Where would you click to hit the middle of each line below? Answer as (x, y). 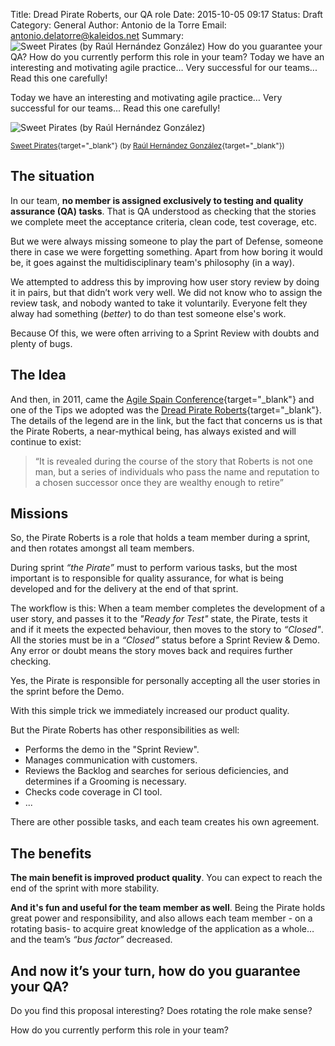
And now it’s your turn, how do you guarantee (155, 970)
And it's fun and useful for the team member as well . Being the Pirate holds (168, 908)
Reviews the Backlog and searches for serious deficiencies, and (156, 771)
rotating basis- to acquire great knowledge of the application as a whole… (162, 929)
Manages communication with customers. (111, 760)
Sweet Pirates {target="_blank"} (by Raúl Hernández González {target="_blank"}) (147, 146)
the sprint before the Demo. (67, 691)
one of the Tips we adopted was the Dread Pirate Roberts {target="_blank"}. (166, 410)
